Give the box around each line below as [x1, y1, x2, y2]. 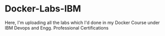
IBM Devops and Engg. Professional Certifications [5, 24, 109, 30]
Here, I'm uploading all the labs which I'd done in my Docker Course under [5, 19, 160, 25]
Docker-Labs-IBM [5, 3, 81, 14]
